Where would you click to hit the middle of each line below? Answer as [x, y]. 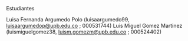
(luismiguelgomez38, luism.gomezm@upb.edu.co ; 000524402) [84, 32]
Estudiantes [20, 8]
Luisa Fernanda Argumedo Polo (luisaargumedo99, [68, 19]
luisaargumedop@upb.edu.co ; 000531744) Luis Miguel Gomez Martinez [94, 26]
